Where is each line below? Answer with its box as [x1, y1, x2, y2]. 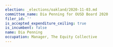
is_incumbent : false [5, 25, 47, 30]
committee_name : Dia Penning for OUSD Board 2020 [5, 12, 109, 17]
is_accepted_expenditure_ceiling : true [5, 21, 87, 26]
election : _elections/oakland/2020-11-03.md [5, 7, 97, 12]
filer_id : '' [5, 16, 32, 21]
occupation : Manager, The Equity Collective [5, 35, 97, 40]
